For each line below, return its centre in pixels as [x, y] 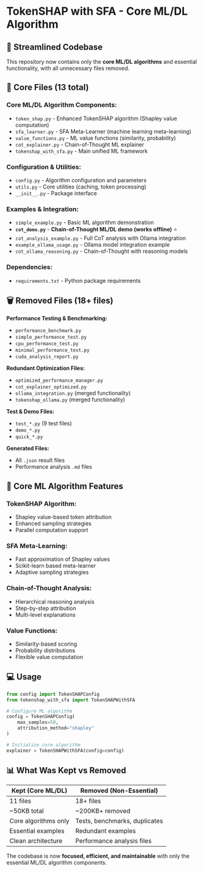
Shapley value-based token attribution [63, 517]
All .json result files [40, 460]
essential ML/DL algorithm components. [57, 863]
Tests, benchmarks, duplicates [119, 821]
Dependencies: [30, 267]
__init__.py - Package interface [56, 193]
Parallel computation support [52, 530]
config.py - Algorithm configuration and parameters [81, 180]
